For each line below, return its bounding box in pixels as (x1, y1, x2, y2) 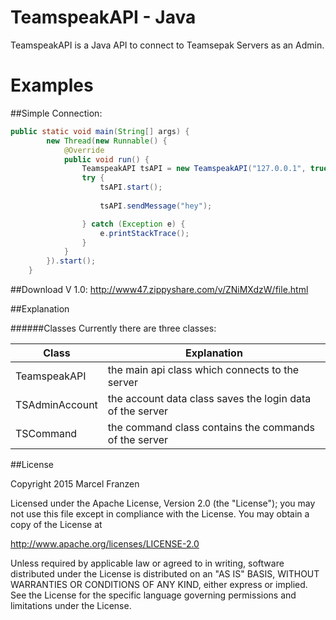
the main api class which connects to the (107, 363, 300, 376)
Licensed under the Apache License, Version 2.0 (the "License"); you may (10, 497, 316, 509)
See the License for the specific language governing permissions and (10, 589, 297, 601)
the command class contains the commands (107, 421, 315, 434)
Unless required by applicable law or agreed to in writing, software (10, 557, 285, 569)
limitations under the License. (10, 600, 132, 611)
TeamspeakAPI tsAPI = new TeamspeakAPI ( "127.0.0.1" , (81, 164, 307, 174)
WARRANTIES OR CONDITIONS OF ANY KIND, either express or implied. (10, 579, 308, 590)
